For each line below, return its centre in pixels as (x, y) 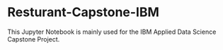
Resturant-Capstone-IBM (83, 12)
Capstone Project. (34, 39)
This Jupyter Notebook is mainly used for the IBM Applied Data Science (112, 32)
